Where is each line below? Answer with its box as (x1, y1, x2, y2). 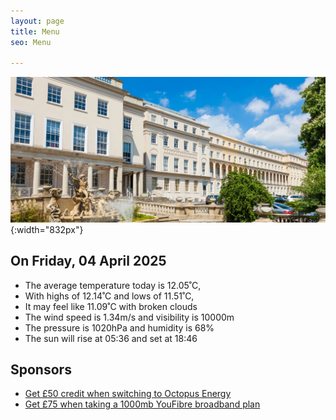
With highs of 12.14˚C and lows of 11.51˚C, (24, 290, 195, 302)
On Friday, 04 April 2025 (10, 253, 167, 270)
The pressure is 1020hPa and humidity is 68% (24, 321, 215, 334)
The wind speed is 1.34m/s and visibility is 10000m (24, 311, 235, 323)
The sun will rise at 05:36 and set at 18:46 (24, 332, 198, 344)
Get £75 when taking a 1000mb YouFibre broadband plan (24, 398, 261, 410)
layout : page (10, 16, 65, 26)
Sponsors (10, 361, 72, 378)
